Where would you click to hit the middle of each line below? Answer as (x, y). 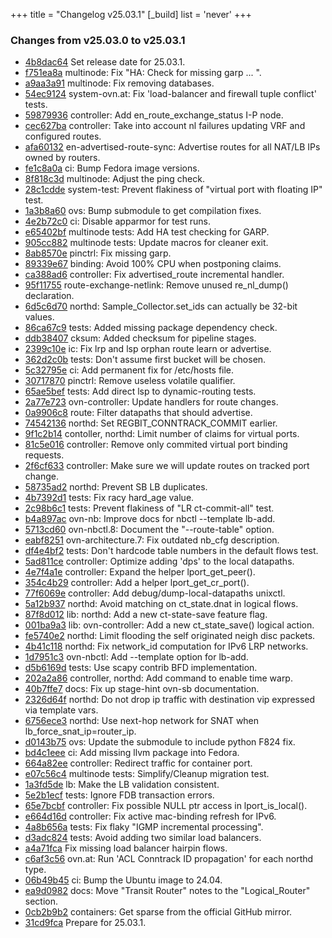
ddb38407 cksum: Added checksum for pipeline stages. (140, 338)
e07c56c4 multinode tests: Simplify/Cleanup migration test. (147, 774)
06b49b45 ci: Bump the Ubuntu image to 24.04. (123, 880)
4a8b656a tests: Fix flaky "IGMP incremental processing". (144, 827)
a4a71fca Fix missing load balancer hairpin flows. (126, 848)
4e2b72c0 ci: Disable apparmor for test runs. (117, 221)
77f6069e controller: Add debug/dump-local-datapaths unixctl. (155, 593)
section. (41, 901)
